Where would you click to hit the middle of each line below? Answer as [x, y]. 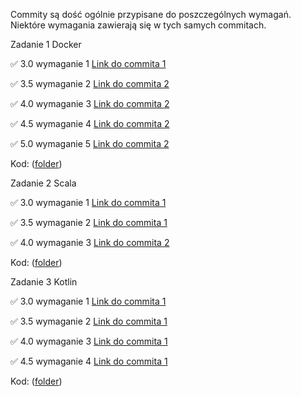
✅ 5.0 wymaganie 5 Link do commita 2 [90, 143]
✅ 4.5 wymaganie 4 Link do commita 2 [90, 123]
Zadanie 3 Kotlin [44, 282]
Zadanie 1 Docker [46, 44]
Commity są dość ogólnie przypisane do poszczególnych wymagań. [151, 14]
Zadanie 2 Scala [43, 183]
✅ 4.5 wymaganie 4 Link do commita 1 [89, 361]
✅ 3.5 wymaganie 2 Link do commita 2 [90, 83]
